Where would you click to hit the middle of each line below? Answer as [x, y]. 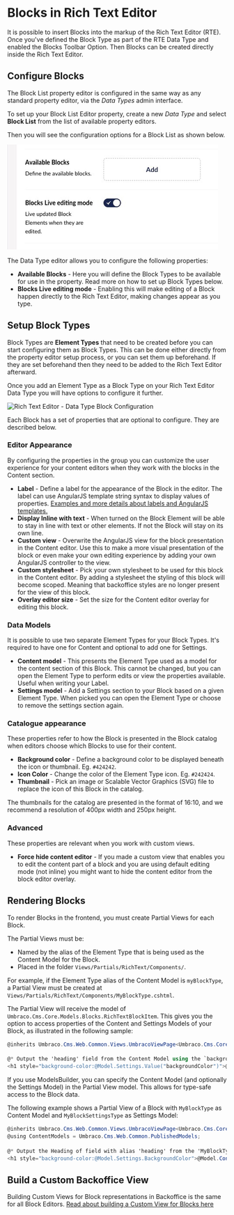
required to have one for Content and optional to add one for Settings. [107, 648]
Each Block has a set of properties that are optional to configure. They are [113, 420]
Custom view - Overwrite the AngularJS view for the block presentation [120, 540]
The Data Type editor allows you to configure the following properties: [108, 260]
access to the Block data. [44, 1095]
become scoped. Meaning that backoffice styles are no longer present [118, 585]
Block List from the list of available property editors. [82, 121]
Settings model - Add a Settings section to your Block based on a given [120, 691]
